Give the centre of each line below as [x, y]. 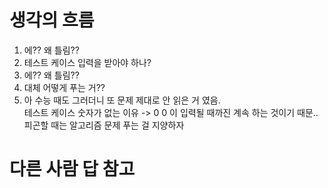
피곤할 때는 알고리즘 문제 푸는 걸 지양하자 [104, 125]
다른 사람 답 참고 [72, 169]
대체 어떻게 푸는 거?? [64, 87]
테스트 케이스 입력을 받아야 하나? [87, 62]
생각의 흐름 [52, 20]
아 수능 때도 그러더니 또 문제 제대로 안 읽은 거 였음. [122, 100]
